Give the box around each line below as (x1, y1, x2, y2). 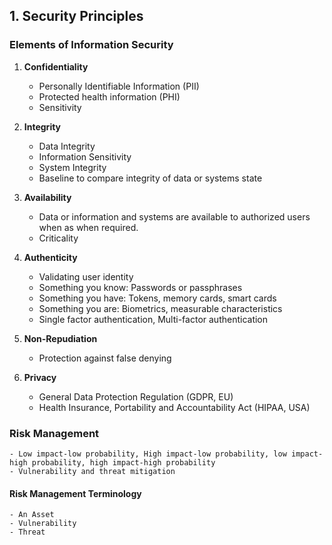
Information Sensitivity (38, 150, 132, 163)
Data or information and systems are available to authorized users (38, 210, 311, 223)
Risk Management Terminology (9, 487, 142, 499)
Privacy (23, 371, 57, 383)
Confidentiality (23, 60, 89, 73)
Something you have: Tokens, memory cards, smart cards (38, 292, 277, 304)
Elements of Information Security (9, 38, 174, 52)
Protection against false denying (38, 352, 172, 364)
